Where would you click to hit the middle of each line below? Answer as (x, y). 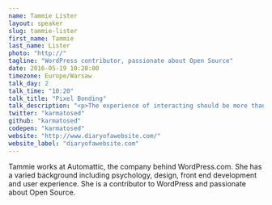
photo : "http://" (38, 53)
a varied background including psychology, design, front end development (133, 175)
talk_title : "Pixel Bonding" (57, 98)
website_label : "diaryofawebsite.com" (74, 143)
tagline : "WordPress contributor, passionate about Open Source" (121, 61)
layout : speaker (36, 23)
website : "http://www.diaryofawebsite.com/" (85, 136)
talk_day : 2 (28, 83)
